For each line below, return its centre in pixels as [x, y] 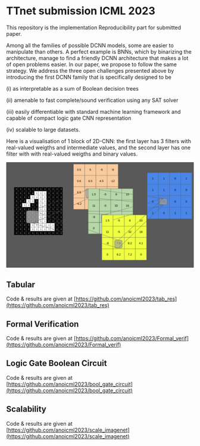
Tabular [21, 284]
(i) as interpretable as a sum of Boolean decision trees [72, 88]
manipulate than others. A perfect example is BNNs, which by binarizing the [99, 51]
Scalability [26, 409]
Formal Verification [43, 324]
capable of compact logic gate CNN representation [69, 118]
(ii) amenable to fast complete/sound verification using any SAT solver [92, 100]
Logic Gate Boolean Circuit [57, 363]
